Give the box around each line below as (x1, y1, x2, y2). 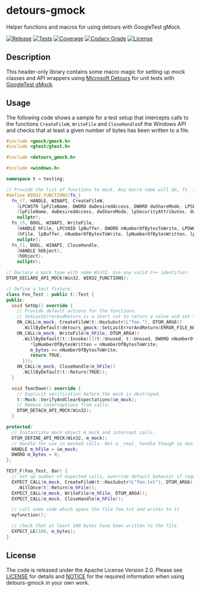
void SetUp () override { (11, 303, 73, 309)
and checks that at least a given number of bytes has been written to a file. (6, 127, 190, 134)
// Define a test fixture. (6, 286, 73, 292)
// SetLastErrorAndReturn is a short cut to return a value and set (17, 314, 190, 320)
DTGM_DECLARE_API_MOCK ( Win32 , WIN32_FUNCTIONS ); (6, 275, 129, 281)
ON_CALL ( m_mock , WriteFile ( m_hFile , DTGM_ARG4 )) (17, 330, 140, 336)
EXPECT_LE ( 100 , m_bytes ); (11, 529, 76, 535)
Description (6, 52, 51, 63)
